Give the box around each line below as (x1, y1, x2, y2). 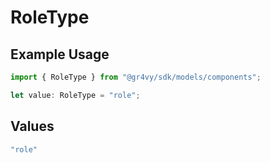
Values (10, 118, 55, 135)
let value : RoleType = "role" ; (10, 90, 141, 100)
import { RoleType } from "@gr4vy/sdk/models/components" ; (10, 72, 262, 82)
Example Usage (10, 46, 110, 63)
